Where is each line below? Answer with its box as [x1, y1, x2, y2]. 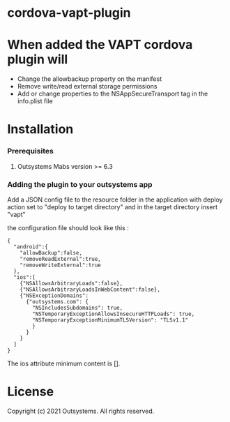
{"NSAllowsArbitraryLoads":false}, [20, 280, 123, 287]
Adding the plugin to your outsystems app [7, 179, 153, 189]
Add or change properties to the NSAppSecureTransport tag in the [17, 89, 208, 98]
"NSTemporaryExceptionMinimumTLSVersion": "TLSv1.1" [32, 316, 189, 324]
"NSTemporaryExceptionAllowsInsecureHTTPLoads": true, [32, 310, 195, 317]
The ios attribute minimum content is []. [7, 359, 121, 368]
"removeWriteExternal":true [20, 262, 101, 269]
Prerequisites [7, 146, 54, 156]
